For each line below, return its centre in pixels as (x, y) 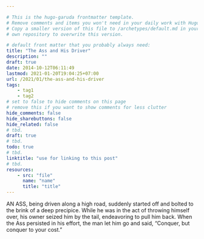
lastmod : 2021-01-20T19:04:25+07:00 (53, 74)
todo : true (20, 147)
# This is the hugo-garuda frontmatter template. (70, 17)
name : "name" (39, 181)
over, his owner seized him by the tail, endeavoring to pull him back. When (99, 217)
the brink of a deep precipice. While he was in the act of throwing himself (98, 210)
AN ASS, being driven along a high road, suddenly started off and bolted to (100, 204)
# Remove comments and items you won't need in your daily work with (96, 23)
